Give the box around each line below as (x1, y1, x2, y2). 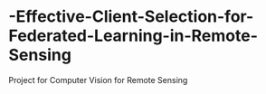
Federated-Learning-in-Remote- (8, 25, 259, 46)
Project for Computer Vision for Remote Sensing (8, 74, 188, 85)
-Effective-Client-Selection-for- (8, 6, 254, 27)
